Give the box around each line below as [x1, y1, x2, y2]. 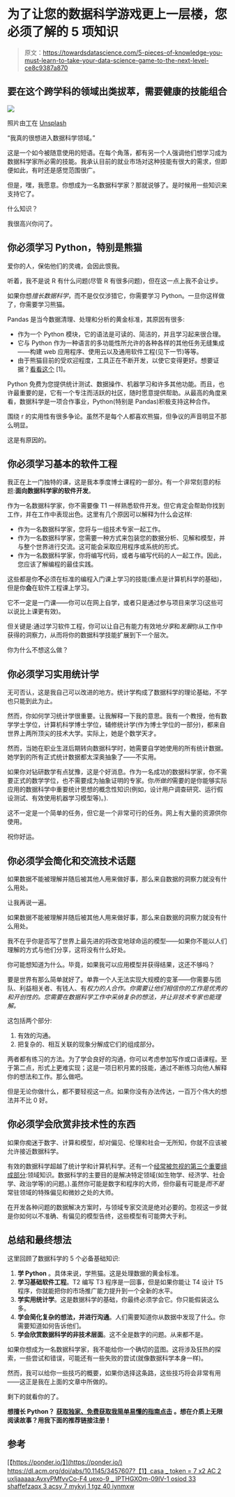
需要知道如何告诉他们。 [17, 1321, 85, 1330]
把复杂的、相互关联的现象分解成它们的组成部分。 [17, 1040, 158, 1048]
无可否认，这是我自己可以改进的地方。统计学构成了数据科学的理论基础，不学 [7, 688, 227, 697]
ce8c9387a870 [24, 64, 68, 72]
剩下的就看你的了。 [7, 1392, 63, 1400]
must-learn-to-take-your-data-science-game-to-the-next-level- [24, 56, 209, 64]
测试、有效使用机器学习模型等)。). [13, 794, 109, 802]
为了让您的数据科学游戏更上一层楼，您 [7, 6, 228, 22]
